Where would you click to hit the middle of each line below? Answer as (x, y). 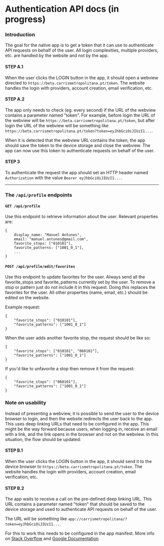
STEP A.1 (14, 67)
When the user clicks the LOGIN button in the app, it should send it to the (79, 461)
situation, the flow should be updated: (43, 439)
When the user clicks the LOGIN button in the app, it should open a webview (82, 78)
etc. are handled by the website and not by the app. (57, 56)
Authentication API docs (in (62, 9)
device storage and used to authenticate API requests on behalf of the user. (81, 509)
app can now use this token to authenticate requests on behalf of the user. (80, 150)
